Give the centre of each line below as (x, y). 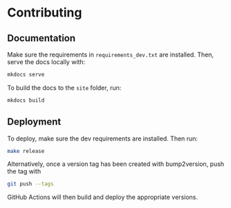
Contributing (45, 13)
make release (26, 151)
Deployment (34, 122)
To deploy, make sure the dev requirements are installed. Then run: (103, 138)
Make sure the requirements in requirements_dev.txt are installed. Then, (111, 54)
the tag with (24, 171)
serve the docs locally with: (46, 62)
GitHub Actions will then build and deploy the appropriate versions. (103, 197)
